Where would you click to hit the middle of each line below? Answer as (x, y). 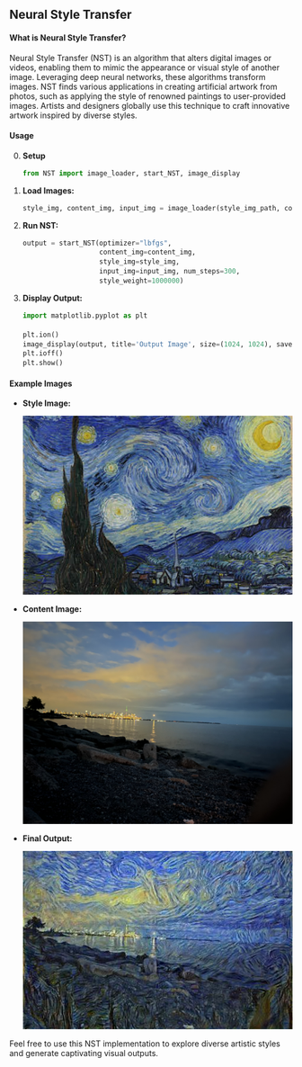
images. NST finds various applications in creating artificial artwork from (143, 86)
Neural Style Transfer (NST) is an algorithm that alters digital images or (141, 58)
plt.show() (43, 363)
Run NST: (40, 225)
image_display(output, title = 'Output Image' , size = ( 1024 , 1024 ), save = (159, 344)
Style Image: (47, 403)
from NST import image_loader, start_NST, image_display (131, 173)
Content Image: (52, 609)
